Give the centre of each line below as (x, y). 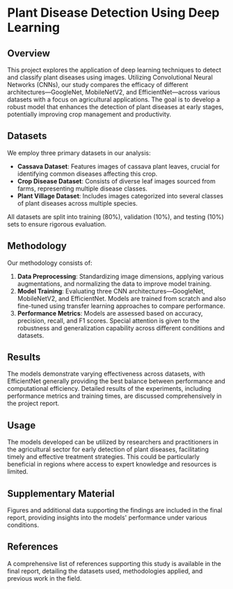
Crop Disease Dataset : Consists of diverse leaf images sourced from (116, 181)
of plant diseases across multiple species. (77, 203)
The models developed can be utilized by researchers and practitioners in (113, 442)
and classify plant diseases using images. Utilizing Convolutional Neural (110, 77)
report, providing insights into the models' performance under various (107, 518)
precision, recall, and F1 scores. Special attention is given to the (108, 321)
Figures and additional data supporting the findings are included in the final (115, 510)
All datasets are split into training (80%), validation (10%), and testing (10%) (116, 216)
